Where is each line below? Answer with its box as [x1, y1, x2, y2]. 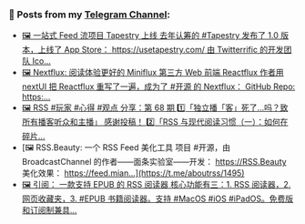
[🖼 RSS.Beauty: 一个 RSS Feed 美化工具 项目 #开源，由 [21, 142, 231, 153]
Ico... [32, 56, 51, 66]
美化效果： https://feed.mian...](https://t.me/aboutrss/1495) [21, 168, 245, 178]
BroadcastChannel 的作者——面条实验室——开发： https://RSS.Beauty [21, 157, 288, 168]
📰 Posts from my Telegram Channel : [8, 8, 170, 21]
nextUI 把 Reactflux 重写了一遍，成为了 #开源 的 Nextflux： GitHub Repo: [21, 81, 296, 92]
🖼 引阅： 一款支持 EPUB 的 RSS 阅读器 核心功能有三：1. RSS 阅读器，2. [21, 179, 291, 190]
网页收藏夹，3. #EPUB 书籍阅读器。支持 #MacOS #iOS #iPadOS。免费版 [21, 193, 293, 204]
